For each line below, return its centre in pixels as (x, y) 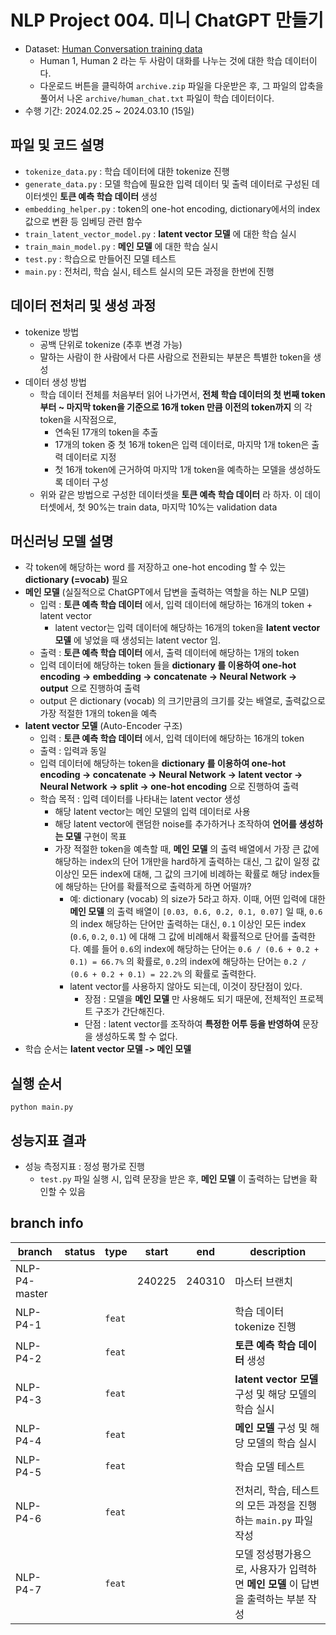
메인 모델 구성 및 (271, 1428)
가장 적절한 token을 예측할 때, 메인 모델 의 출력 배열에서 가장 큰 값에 (187, 849)
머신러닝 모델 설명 (62, 541)
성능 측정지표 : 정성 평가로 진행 (84, 1166)
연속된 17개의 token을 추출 (106, 432)
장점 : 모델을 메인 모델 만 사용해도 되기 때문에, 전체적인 (191, 999)
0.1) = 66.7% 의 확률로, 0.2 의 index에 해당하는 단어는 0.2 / (188, 962)
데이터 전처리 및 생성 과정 (83, 306)
